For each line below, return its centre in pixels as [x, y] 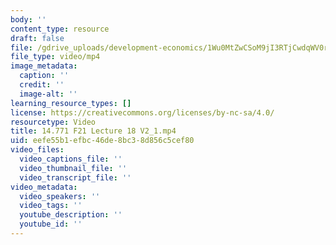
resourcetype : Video [53, 122]
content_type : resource [60, 29]
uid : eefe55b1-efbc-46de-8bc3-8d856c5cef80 [102, 141]
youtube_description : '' [71, 215]
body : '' [28, 19]
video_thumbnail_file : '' [73, 168]
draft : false [37, 38]
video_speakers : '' [60, 196]
